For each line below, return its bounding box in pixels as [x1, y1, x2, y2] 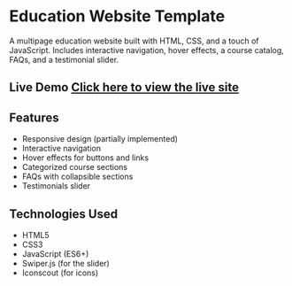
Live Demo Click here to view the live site [9, 80, 239, 95]
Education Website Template [9, 6, 226, 27]
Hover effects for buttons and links [21, 152, 149, 163]
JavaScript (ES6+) [21, 248, 89, 259]
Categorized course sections [21, 162, 128, 173]
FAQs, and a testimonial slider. [9, 54, 119, 65]
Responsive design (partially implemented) [21, 134, 179, 144]
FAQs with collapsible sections [21, 171, 134, 182]
